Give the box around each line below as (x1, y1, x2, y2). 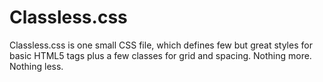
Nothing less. (9, 60, 64, 72)
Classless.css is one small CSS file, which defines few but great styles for (9, 39, 313, 51)
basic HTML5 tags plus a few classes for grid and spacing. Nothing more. (9, 49, 312, 61)
